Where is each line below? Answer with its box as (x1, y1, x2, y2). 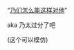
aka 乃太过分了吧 (7, 21, 56, 29)
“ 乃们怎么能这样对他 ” (7, 6, 68, 14)
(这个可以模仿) (7, 35, 48, 44)
